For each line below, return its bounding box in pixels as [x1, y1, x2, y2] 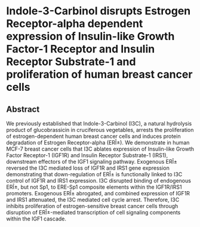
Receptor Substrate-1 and [6, 55, 136, 69]
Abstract [6, 104, 40, 114]
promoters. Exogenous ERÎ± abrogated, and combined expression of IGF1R [6, 190, 190, 197]
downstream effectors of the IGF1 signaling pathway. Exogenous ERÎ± [6, 158, 177, 165]
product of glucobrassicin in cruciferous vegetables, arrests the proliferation [6, 127, 194, 133]
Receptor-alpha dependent [6, 17, 143, 30]
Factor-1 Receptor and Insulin [6, 42, 155, 56]
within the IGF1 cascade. [6, 215, 67, 222]
